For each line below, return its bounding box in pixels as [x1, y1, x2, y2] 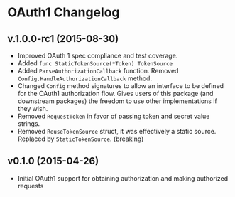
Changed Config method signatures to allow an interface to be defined [17, 82, 224, 90]
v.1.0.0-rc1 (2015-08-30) [7, 33, 119, 45]
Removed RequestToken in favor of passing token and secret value [17, 112, 210, 120]
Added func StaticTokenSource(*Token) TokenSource [17, 59, 173, 68]
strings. [17, 119, 40, 128]
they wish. [17, 105, 48, 112]
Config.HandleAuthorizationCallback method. [17, 74, 153, 82]
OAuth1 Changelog [7, 4, 120, 21]
